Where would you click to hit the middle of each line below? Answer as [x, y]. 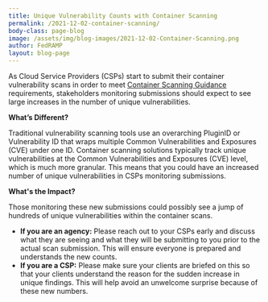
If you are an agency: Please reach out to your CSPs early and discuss [138, 231]
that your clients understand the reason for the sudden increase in [130, 274]
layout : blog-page [39, 53]
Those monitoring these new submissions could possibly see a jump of [126, 207]
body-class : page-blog [46, 31]
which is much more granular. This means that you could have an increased [134, 167]
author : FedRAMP [35, 46]
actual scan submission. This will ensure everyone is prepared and [130, 248]
